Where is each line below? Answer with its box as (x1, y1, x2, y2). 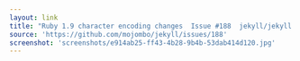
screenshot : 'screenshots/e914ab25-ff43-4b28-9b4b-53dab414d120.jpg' (9, 38, 277, 48)
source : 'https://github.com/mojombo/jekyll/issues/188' (9, 30, 228, 39)
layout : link (9, 13, 59, 22)
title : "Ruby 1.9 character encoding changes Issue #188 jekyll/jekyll (9, 22, 293, 30)
